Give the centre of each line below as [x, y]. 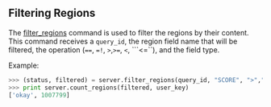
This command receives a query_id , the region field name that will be [123, 41]
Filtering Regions [52, 13]
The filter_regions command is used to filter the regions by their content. [129, 32]
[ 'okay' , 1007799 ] [39, 95]
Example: [24, 65]
